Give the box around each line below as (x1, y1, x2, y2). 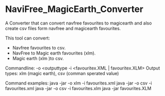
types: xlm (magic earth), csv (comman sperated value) (5, 70, 119, 76)
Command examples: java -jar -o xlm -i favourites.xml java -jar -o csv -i (5, 80, 152, 86)
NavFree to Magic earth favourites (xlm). (12, 50, 96, 56)
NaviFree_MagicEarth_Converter (5, 3, 144, 15)
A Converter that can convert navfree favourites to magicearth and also (5, 20, 152, 26)
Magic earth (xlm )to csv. (12, 55, 64, 61)
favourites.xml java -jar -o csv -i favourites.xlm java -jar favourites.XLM (5, 85, 152, 91)
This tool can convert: (5, 35, 50, 41)
